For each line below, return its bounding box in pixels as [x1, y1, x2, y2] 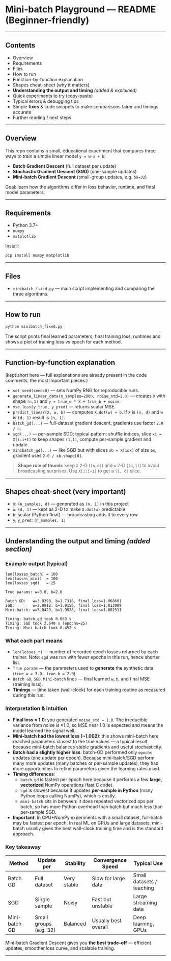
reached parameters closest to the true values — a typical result [12, 738, 148, 744]
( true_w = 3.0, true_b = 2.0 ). [12, 671, 77, 677]
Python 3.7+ [12, 222, 39, 228]
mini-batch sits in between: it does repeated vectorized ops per [20, 798, 154, 804]
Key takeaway [5, 843, 41, 851]
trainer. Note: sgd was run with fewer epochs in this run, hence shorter [12, 654, 160, 660]
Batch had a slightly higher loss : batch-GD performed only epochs [12, 749, 153, 755]
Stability [65, 860, 86, 867]
